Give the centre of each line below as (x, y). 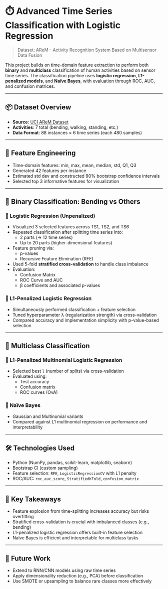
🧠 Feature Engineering (40, 153)
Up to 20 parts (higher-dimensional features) (66, 243)
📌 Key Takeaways (33, 499)
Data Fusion (30, 55)
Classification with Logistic (63, 25)
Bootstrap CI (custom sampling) (45, 468)
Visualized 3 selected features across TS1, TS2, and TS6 (71, 227)
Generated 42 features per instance (49, 171)
